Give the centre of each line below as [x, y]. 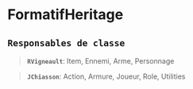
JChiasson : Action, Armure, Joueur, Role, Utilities [106, 76]
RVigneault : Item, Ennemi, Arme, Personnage [100, 61]
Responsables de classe [66, 43]
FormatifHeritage [66, 15]
